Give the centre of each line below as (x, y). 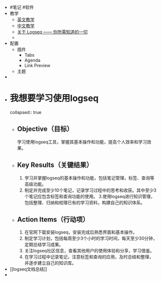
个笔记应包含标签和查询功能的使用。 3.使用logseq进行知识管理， (90, 196)
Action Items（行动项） (53, 219)
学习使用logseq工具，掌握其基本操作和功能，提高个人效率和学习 (82, 141)
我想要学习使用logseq (54, 98)
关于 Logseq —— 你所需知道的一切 (52, 32)
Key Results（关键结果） (55, 165)
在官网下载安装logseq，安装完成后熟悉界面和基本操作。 (81, 232)
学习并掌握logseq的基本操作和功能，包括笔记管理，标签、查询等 (89, 178)
